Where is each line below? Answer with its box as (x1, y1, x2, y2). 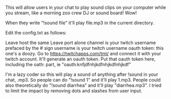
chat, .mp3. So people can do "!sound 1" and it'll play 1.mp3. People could (5, 77, 161, 83)
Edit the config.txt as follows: (5, 30, 67, 35)
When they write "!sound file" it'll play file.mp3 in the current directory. (5, 20, 155, 26)
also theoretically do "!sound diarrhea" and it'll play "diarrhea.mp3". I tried (5, 82, 162, 88)
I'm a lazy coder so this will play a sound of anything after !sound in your (5, 71, 158, 77)
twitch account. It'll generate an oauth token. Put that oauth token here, (5, 56, 156, 62)
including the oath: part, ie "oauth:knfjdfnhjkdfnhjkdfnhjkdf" (5, 62, 132, 67)
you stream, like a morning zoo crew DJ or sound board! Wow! (5, 10, 137, 16)
